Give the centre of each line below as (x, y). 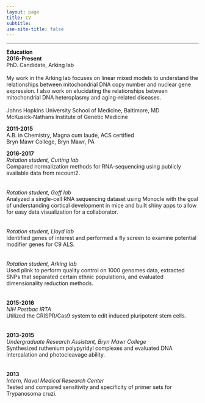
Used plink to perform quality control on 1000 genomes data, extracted (95, 270)
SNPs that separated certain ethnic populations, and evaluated (85, 277)
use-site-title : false (35, 29)
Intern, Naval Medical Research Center (55, 381)
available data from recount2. (43, 173)
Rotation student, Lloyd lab (40, 231)
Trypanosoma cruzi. (31, 394)
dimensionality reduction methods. (50, 283)
